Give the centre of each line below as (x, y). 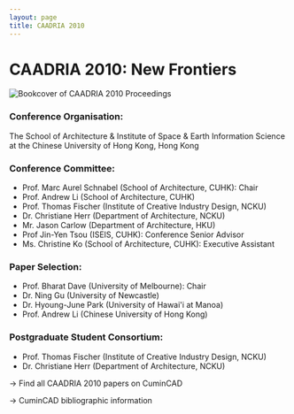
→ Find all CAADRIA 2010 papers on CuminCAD (96, 383)
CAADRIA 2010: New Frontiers (123, 69)
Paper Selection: (46, 266)
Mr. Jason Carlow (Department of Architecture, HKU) (119, 226)
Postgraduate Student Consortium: (86, 337)
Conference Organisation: (66, 117)
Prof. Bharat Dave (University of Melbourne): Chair (114, 286)
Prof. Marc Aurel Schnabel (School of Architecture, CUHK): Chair (140, 188)
